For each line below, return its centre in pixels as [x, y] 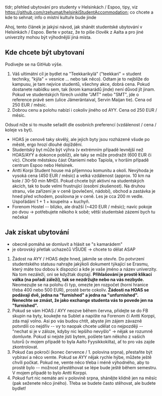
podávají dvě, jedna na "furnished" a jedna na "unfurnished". [75, 295]
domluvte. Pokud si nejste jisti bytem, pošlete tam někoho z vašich [79, 337]
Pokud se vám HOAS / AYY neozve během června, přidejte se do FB [80, 310]
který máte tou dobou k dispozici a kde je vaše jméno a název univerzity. [85, 269]
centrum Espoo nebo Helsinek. [43, 165]
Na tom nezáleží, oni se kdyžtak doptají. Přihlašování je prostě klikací [82, 274]
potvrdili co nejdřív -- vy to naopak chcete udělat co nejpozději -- [78, 326]
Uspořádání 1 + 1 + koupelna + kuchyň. [51, 201]
